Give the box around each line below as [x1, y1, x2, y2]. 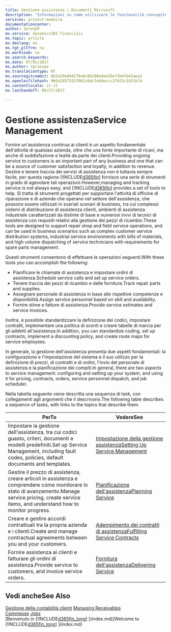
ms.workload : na [5, 50, 40, 55]
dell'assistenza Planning [96, 488, 153, 495]
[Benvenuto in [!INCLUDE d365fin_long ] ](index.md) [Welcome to [5, 616, 139, 622]
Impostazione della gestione [96, 435, 163, 442]
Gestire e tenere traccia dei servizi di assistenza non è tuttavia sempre [5, 169, 153, 175]
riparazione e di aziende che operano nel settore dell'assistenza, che [5, 196, 150, 202]
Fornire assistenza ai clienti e [8, 549, 77, 556]
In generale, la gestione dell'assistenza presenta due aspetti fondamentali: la [5, 349, 166, 355]
